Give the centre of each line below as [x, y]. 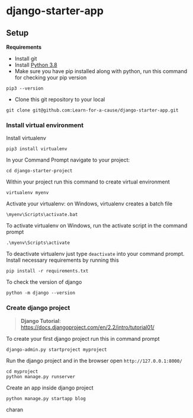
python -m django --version [41, 293]
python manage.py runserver [41, 376]
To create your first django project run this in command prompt [83, 338]
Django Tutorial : [41, 321]
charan [15, 409]
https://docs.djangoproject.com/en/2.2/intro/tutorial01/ [88, 327]
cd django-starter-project [39, 171]
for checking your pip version [51, 77]
